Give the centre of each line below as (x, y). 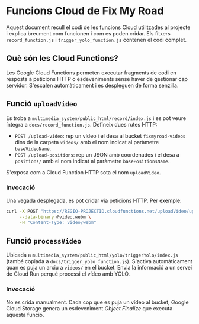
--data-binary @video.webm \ (55, 217)
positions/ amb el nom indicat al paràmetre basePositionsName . (92, 161)
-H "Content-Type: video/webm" (58, 222)
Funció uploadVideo (42, 104)
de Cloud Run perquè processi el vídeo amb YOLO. (68, 274)
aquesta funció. (25, 315)
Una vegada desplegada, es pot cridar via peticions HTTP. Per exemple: (94, 200)
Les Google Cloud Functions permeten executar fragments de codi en (91, 73)
